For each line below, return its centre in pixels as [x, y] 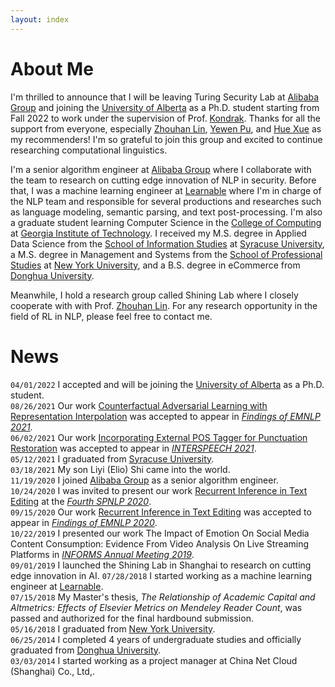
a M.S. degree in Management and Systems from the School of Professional [166, 254]
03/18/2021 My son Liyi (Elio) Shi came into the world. [120, 469]
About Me [52, 68]
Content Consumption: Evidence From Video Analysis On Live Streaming [160, 543]
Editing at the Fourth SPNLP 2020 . [81, 501]
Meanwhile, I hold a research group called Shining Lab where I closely [154, 295]
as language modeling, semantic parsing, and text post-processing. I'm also [166, 212]
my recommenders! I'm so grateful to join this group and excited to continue [166, 139]
